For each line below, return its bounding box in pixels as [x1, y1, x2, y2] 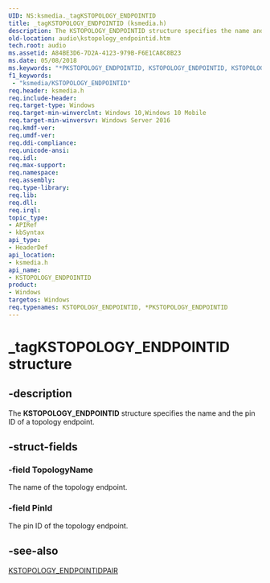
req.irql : [8, 206, 42, 214]
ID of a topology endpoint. [8, 417, 95, 426]
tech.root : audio [8, 42, 67, 50]
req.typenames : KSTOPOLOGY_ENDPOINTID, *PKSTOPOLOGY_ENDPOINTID [8, 303, 228, 311]
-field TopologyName [8, 464, 94, 475]
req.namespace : [8, 169, 59, 177]
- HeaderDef [8, 244, 48, 252]
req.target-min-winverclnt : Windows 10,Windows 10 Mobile [8, 109, 207, 117]
